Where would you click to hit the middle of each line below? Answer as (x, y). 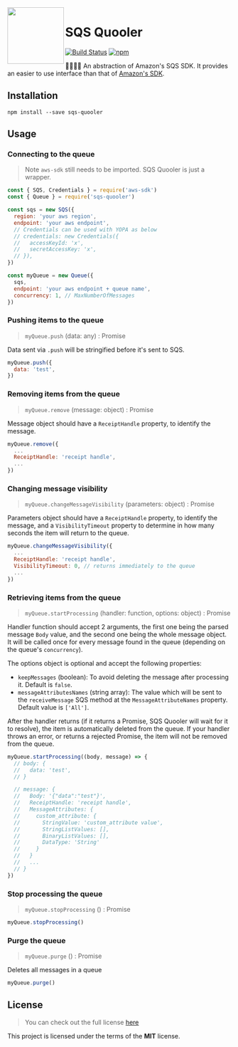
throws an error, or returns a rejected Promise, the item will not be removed (117, 736)
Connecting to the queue (51, 154)
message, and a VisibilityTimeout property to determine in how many (111, 525)
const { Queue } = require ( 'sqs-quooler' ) (71, 197)
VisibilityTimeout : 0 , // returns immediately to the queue (104, 566)
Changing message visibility (58, 488)
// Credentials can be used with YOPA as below (86, 230)
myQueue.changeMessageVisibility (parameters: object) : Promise (119, 504)
